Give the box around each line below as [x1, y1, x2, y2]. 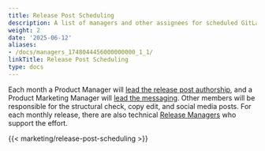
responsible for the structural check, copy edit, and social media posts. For [8, 101, 252, 111]
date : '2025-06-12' [8, 33, 73, 42]
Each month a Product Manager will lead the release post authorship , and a [8, 85, 252, 94]
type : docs [8, 63, 44, 71]
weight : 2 [8, 26, 41, 34]
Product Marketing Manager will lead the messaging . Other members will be [8, 92, 256, 103]
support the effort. [8, 118, 69, 127]
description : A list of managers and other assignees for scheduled [8, 19, 238, 27]
